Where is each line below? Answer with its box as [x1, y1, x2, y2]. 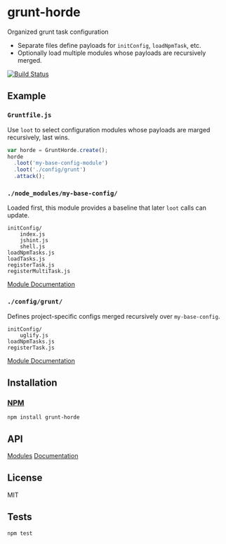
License [7, 472, 43, 484]
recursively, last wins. [7, 133, 70, 141]
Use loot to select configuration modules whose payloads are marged [7, 125, 211, 134]
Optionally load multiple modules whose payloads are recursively [17, 49, 206, 57]
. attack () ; [13, 173, 46, 180]
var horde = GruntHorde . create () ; [7, 146, 109, 153]
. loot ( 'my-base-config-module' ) [13, 160, 109, 167]
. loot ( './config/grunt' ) [13, 166, 86, 173]
